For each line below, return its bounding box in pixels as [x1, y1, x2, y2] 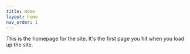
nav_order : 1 [6, 19, 38, 25]
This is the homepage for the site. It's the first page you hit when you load [6, 35, 185, 42]
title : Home [6, 8, 35, 15]
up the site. [6, 41, 33, 48]
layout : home [6, 14, 38, 20]
